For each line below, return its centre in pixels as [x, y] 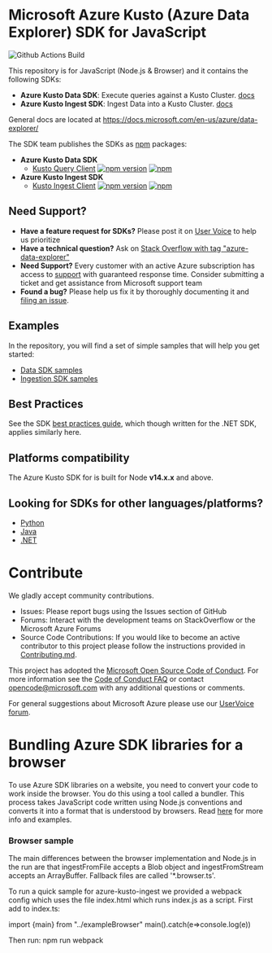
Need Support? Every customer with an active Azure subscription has [138, 266]
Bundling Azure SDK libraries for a [126, 745]
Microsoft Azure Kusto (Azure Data [129, 15]
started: [22, 354]
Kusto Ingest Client [64, 186]
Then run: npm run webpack [56, 940]
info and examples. [40, 819]
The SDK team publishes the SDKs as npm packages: [98, 143]
